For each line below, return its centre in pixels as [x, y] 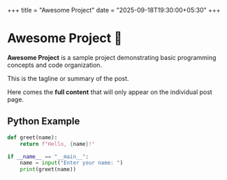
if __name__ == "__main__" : [48, 156]
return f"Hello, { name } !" [58, 144]
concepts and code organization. [55, 65]
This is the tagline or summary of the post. [68, 78]
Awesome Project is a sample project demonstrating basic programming [112, 57]
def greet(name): [32, 137]
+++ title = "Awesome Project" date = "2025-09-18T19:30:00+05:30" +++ [114, 10]
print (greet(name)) [48, 170]
